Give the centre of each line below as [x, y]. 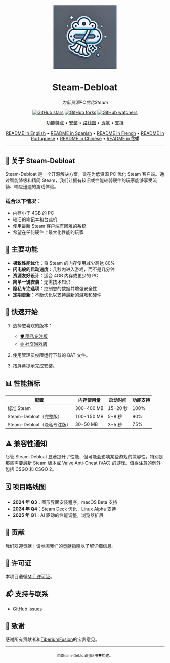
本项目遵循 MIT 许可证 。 [30, 577]
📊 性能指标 [23, 383]
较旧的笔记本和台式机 [35, 219]
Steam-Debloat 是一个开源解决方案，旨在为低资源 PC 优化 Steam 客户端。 [83, 174]
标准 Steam [19, 408]
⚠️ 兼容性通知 [26, 443]
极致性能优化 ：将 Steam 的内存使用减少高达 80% [64, 263]
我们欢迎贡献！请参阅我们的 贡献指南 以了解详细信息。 [61, 546]
